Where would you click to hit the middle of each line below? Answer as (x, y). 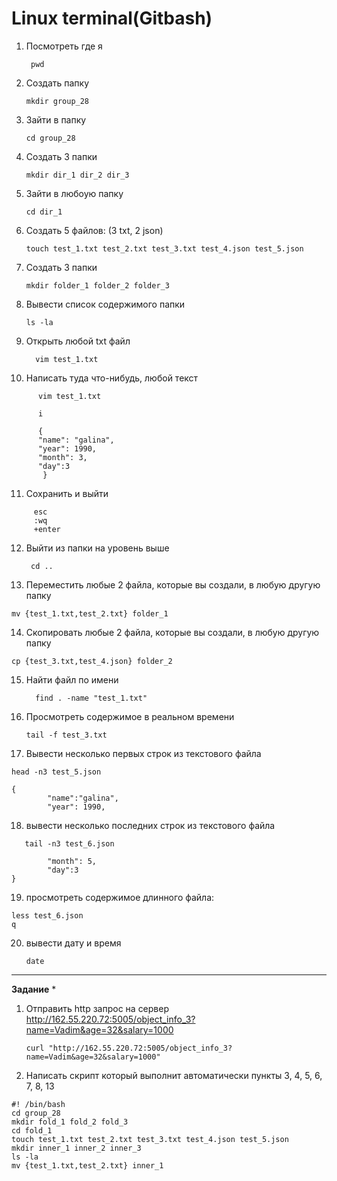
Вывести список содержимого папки (105, 304)
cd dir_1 (44, 212)
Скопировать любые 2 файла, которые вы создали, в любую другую (172, 632)
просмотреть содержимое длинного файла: (120, 897)
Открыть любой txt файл (78, 341)
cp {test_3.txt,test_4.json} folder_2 (92, 661)
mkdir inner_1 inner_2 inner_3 (76, 1148)
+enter (47, 529)
